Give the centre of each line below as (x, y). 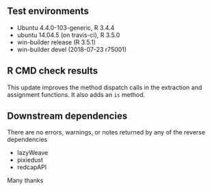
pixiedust (30, 160)
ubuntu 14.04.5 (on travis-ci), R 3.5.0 (68, 35)
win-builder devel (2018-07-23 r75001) (72, 49)
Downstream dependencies (67, 116)
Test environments (48, 11)
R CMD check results (53, 71)
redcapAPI (32, 167)
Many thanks (25, 181)
